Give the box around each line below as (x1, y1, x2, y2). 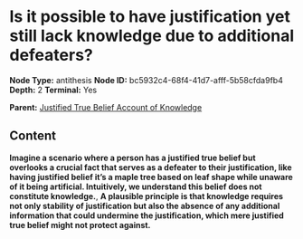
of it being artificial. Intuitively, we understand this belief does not (9, 181, 262, 192)
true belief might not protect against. (9, 219, 151, 230)
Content (9, 129, 57, 144)
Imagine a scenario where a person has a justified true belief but (9, 152, 256, 163)
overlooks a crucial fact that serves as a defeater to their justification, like (9, 161, 292, 173)
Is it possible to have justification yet (9, 6, 291, 27)
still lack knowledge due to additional (9, 25, 295, 46)
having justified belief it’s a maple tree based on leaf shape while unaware (9, 171, 294, 182)
